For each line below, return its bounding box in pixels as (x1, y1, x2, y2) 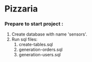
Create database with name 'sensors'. (11, 31, 88, 37)
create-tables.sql (18, 42, 53, 48)
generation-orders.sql (18, 47, 63, 52)
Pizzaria (4, 3, 38, 14)
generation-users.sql (18, 52, 61, 58)
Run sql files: (11, 37, 38, 42)
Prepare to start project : (4, 21, 63, 27)
